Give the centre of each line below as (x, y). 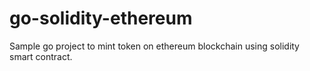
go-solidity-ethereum (101, 18)
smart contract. (41, 56)
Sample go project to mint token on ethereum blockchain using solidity (154, 46)
